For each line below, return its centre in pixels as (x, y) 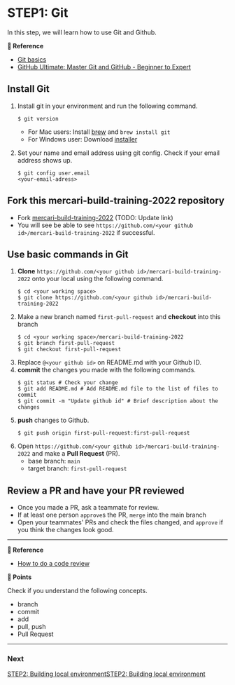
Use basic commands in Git (68, 254)
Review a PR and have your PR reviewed (96, 490)
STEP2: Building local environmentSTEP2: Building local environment (106, 674)
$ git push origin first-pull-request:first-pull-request (104, 433)
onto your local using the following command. (98, 279)
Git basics (32, 59)
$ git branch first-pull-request (66, 344)
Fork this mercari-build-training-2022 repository (116, 201)
